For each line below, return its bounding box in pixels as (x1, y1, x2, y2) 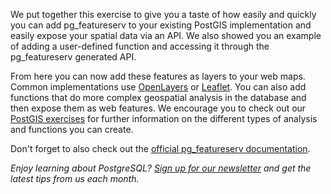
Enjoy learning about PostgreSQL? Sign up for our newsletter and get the (10, 162, 312, 174)
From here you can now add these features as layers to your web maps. (10, 70, 306, 82)
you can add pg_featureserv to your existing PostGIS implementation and (10, 19, 312, 31)
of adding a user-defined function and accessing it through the (10, 40, 270, 52)
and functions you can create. (10, 124, 134, 135)
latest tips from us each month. (10, 173, 140, 184)
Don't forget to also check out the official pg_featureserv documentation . (10, 143, 311, 154)
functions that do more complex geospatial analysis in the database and (10, 92, 307, 103)
